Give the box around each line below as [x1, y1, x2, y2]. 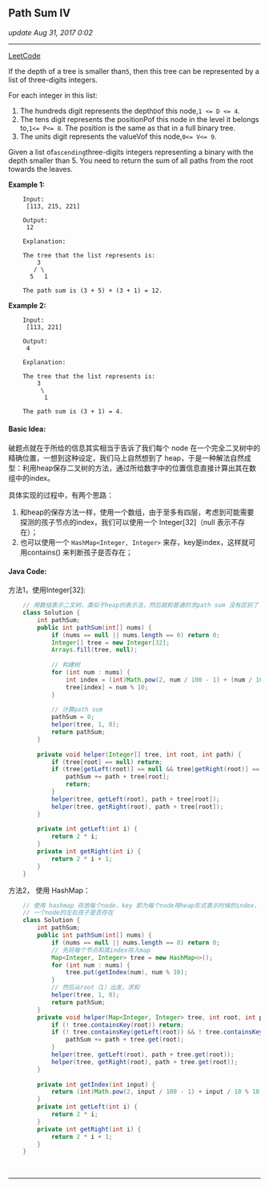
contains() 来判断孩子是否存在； [26, 547, 134, 557]
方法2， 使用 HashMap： [8, 885, 90, 895]
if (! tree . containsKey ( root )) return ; [50, 1021, 184, 1029]
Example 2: [8, 300, 46, 310]
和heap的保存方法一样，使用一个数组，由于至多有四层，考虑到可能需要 [19, 507, 255, 517]
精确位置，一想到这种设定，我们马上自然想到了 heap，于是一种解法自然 [8, 453, 244, 463]
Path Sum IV [8, 6, 70, 20]
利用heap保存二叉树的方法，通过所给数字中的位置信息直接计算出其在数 [22, 463, 257, 473]
